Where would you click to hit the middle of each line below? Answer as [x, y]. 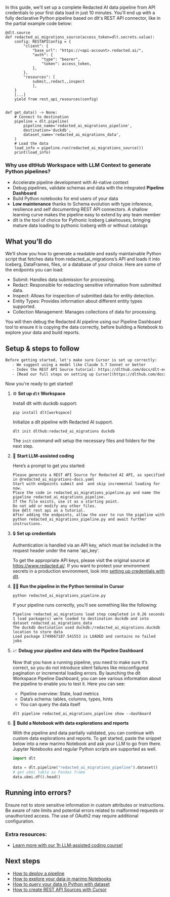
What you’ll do [29, 241]
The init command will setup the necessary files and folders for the [84, 441]
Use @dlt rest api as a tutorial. [49, 511]
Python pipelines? [28, 171]
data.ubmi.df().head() [36, 777]
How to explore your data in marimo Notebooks [62, 879]
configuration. [20, 821]
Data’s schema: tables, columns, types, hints [67, 699]
